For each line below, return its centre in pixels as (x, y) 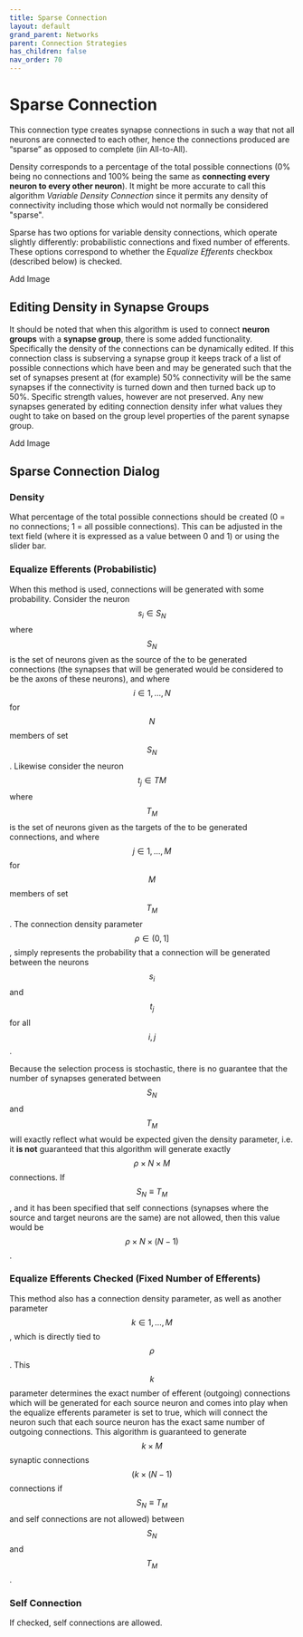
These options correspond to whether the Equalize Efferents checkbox (141, 251)
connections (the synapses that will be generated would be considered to (147, 669)
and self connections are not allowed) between (97, 1518)
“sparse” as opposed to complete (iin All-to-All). (99, 149)
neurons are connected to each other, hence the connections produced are (150, 139)
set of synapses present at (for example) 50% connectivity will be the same (150, 377)
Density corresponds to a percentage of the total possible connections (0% (150, 166)
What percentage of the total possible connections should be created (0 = (147, 517)
